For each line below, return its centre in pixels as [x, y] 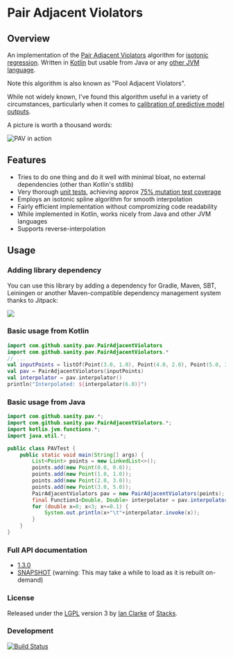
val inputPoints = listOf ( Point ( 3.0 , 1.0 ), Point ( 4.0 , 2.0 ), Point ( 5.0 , [114, 365]
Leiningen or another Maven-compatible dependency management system [114, 292]
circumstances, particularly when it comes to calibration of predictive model [116, 104]
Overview [29, 39]
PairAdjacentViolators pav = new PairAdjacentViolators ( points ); [129, 493]
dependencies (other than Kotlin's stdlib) [75, 184]
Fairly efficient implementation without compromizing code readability [117, 206]
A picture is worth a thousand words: [60, 125]
